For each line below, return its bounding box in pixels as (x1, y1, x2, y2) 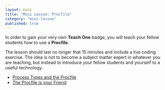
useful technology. (5, 65, 43, 71)
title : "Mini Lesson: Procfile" (5, 12, 72, 17)
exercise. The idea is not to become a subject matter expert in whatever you (5, 55, 161, 60)
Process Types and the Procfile (12, 74, 77, 80)
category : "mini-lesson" (5, 16, 56, 21)
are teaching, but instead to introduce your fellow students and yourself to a (5, 60, 160, 65)
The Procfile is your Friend (12, 80, 67, 86)
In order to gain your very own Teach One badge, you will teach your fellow (5, 34, 160, 40)
